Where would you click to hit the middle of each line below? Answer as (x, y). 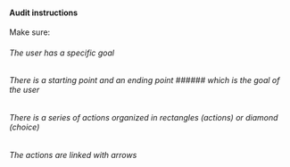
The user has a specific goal (62, 53)
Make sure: (30, 32)
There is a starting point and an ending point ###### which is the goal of (145, 80)
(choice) (25, 127)
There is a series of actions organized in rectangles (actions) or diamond (144, 118)
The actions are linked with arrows (73, 154)
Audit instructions (44, 13)
